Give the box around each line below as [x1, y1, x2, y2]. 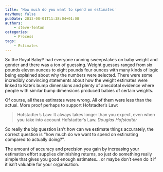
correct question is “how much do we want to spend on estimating [5, 131, 139, 137]
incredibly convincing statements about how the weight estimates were [5, 77, 148, 83]
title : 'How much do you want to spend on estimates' [5, 7, 117, 12]
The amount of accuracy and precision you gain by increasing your [5, 146, 140, 152]
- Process [14, 34, 34, 39]
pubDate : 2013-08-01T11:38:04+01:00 [5, 16, 79, 21]
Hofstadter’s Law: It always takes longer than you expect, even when [17, 111, 155, 117]
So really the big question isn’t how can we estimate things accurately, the [5, 126, 154, 132]
